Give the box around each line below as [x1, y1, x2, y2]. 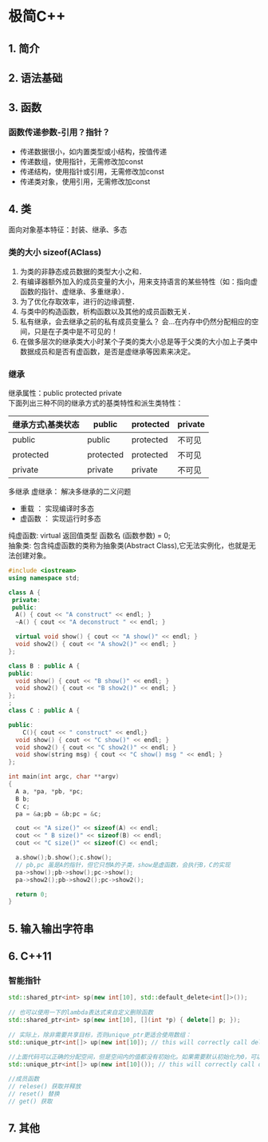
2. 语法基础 [8, 71, 63, 85]
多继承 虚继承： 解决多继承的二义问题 [8, 487, 132, 497]
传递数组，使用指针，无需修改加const [19, 157, 144, 166]
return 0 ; [15, 890, 48, 898]
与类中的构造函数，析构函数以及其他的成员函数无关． [19, 306, 195, 316]
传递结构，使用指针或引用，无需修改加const [19, 166, 165, 176]
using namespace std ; [8, 573, 81, 582]
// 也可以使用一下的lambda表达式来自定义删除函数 [8, 1008, 154, 1016]
